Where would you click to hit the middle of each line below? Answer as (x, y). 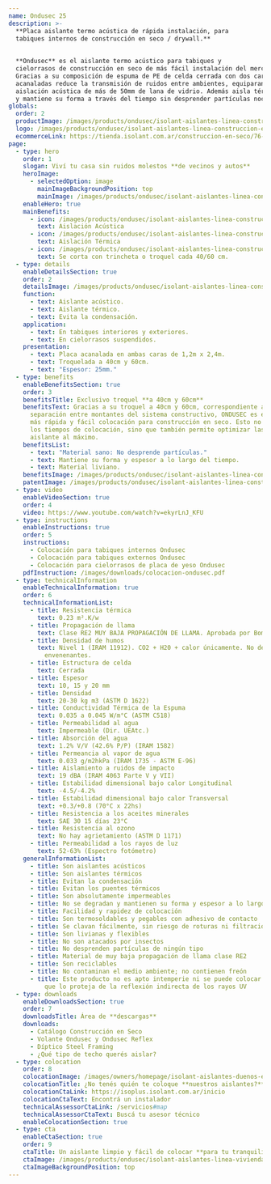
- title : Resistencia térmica (80, 610)
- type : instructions (52, 520)
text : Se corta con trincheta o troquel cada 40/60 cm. (133, 257)
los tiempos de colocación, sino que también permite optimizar (140, 430)
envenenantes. (68, 656)
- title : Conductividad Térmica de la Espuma (107, 708)
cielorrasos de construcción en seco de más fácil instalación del (131, 69)
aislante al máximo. (64, 437)
